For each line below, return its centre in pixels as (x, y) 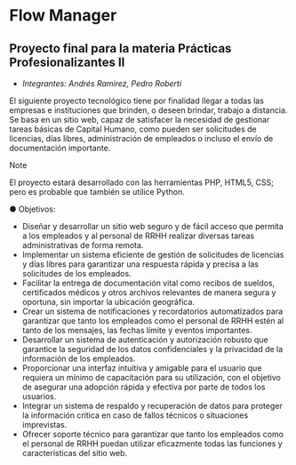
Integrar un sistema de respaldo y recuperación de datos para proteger (152, 406)
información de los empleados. (79, 358)
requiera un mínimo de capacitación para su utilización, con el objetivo (152, 377)
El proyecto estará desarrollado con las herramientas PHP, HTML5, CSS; (141, 182)
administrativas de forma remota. (83, 245)
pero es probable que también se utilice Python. (97, 192)
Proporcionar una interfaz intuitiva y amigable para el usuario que (142, 368)
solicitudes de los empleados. (76, 273)
